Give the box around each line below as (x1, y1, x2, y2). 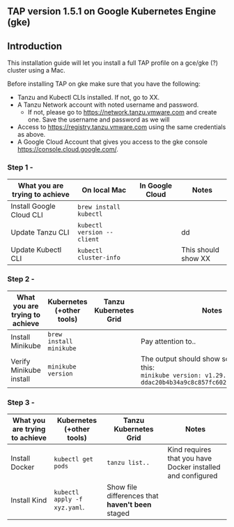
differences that (107, 491, 159, 501)
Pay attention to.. (140, 336, 196, 346)
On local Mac (81, 185, 127, 195)
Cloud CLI (10, 209, 43, 219)
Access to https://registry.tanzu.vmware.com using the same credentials (17, 123, 226, 131)
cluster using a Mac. (7, 66, 66, 75)
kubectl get (54, 455, 94, 463)
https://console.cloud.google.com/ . (17, 145, 118, 154)
